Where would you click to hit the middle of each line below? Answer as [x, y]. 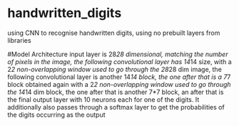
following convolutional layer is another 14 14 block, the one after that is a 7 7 [119, 77]
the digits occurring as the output [56, 115]
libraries [19, 40]
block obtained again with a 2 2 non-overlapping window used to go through [119, 84]
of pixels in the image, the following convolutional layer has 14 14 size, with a [119, 61]
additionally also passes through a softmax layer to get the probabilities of [116, 107]
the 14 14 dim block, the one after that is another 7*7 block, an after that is [116, 92]
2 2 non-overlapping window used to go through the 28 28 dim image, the [115, 69]
